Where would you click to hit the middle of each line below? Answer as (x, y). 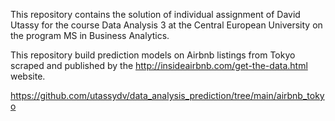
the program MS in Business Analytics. (90, 35)
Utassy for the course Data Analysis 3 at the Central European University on (166, 25)
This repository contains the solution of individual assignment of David (155, 14)
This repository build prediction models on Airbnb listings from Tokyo (153, 55)
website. (28, 76)
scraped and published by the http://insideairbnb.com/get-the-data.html (159, 65)
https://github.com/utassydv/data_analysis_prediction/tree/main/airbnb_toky (167, 95)
